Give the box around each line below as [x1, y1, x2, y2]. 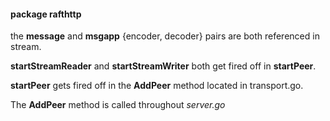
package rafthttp [10, 8, 82, 20]
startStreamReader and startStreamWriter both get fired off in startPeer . [10, 60, 317, 72]
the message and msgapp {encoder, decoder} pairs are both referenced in [10, 30, 320, 42]
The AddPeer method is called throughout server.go [10, 99, 226, 111]
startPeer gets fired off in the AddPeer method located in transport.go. [10, 80, 304, 92]
